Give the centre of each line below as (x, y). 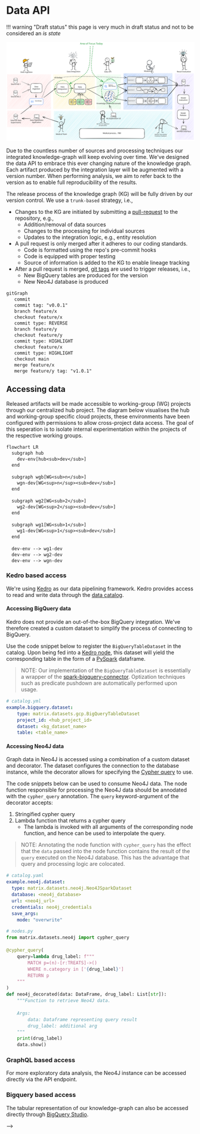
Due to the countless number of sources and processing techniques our (95, 151)
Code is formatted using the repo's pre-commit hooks (90, 250)
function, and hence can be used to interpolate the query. (95, 833)
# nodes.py (20, 931)
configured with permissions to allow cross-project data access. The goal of (100, 422)
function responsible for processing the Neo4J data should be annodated (96, 790)
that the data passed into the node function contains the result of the (105, 851)
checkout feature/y (38, 335)
